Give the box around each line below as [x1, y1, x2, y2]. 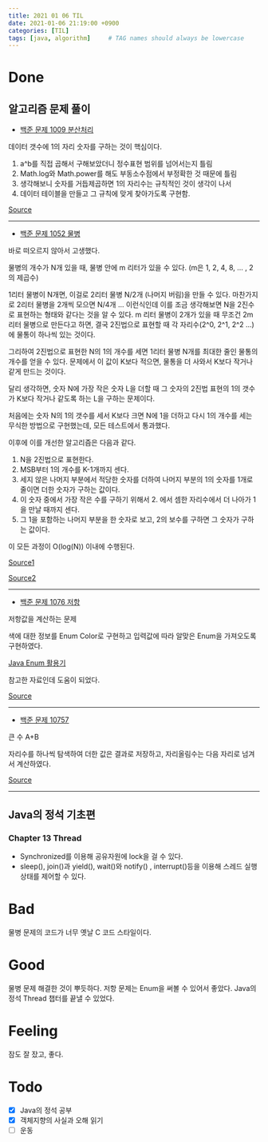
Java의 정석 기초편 [8, 808, 96, 821]
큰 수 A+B [8, 733, 40, 742]
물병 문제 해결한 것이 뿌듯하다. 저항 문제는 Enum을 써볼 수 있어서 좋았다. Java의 [8, 983, 257, 992]
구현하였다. [8, 641, 43, 651]
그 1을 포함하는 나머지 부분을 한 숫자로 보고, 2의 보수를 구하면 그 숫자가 [19, 515, 239, 525]
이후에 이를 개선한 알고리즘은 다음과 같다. [8, 437, 136, 448]
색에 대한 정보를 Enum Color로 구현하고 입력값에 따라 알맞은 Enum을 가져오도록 [8, 631, 257, 641]
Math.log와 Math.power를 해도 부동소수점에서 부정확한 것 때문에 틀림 [19, 169, 238, 178]
